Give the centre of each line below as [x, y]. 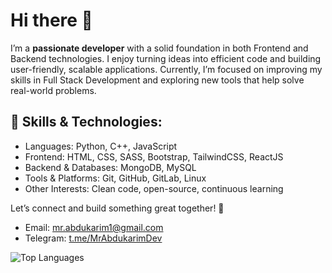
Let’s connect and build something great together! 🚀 [117, 208]
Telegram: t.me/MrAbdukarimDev [93, 238]
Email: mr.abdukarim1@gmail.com [94, 227]
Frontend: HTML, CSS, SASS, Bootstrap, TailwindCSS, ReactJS [154, 156]
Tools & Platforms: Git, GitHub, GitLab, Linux [115, 178]
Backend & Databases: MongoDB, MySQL [110, 167]
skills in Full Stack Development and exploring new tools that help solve [157, 80]
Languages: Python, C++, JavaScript [101, 146]
